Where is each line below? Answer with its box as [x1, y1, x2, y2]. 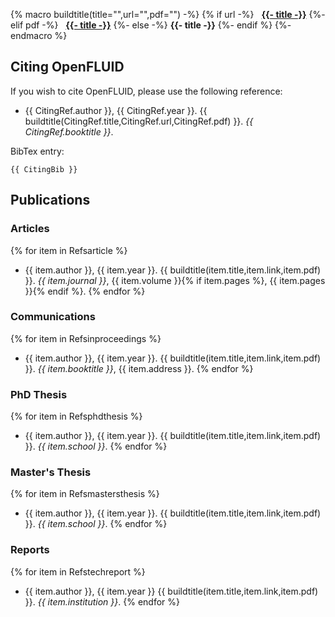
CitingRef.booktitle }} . [24, 125, 114, 138]
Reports [10, 543, 50, 557]
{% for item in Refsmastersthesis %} [10, 488, 160, 500]
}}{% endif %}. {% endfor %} [24, 285, 146, 297]
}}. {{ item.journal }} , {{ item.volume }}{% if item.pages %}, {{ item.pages [24, 274, 326, 286]
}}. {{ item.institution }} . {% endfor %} [24, 595, 180, 608]
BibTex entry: [10, 145, 65, 157]
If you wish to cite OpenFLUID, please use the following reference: [10, 85, 283, 97]
